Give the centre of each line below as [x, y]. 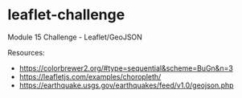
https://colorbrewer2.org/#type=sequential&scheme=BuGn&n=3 [126, 68]
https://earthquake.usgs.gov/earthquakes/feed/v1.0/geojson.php [126, 85]
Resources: [26, 52]
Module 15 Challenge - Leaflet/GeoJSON [75, 37]
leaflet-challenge [66, 15]
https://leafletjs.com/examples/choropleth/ [90, 76]
